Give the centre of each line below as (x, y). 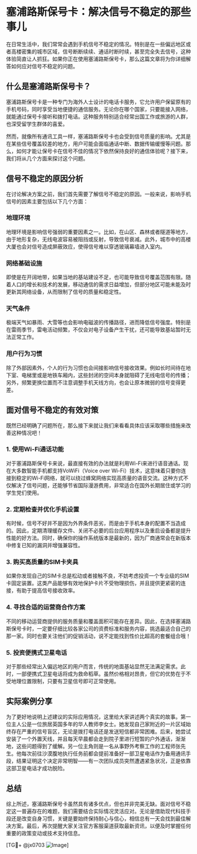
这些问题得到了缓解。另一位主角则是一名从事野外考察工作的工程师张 (98, 746)
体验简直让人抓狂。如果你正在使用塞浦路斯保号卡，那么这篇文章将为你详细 (96, 59)
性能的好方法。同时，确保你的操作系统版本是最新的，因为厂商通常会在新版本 (98, 538)
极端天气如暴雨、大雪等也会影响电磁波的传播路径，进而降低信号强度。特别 (96, 322)
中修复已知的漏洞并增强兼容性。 (45, 545)
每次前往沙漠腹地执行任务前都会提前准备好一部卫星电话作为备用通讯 (103, 753)
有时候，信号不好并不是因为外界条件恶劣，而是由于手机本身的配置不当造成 (96, 523)
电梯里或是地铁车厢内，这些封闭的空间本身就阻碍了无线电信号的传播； (106, 375)
